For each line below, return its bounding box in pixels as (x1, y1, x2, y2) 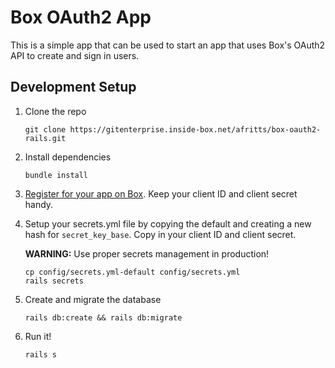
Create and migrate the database (24, 293, 162, 305)
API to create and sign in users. (10, 49, 140, 61)
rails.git (24, 133, 67, 143)
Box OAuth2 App (10, 6, 152, 29)
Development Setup (10, 79, 137, 96)
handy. (24, 198, 54, 210)
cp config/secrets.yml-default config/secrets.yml (24, 267, 241, 277)
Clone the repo (24, 105, 87, 117)
